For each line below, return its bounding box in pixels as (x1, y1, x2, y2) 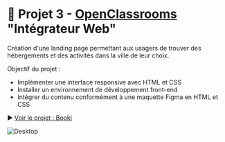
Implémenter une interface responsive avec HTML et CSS (17, 78, 182, 86)
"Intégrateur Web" (7, 21, 116, 37)
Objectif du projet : (7, 64, 61, 73)
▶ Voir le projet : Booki (7, 114, 73, 122)
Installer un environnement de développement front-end (17, 85, 178, 94)
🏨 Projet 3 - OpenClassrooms (7, 6, 178, 22)
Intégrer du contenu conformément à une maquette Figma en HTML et (17, 93, 218, 101)
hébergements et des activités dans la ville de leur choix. (7, 51, 170, 60)
